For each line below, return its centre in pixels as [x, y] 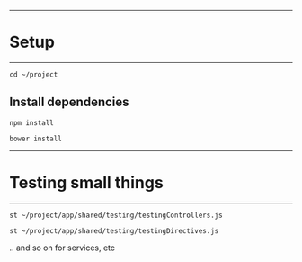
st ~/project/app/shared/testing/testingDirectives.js [114, 230]
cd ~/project [34, 74]
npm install [31, 122]
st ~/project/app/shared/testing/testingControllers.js [116, 215]
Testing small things [86, 182]
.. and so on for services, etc [62, 248]
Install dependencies [69, 102]
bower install [36, 139]
